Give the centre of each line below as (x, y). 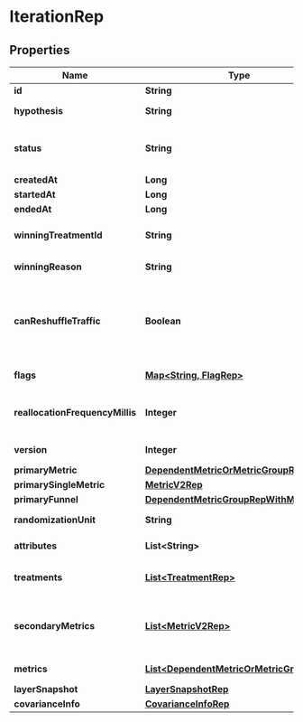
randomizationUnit (55, 520)
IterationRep (57, 17)
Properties (40, 50)
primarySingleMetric (60, 485)
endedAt (33, 209)
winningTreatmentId (58, 235)
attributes (35, 546)
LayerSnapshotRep (187, 689)
